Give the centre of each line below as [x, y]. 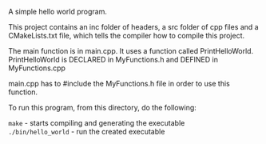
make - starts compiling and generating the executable [97, 123]
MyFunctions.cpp [37, 68]
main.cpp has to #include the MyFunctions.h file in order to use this [119, 84]
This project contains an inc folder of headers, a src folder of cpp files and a [133, 27]
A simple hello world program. [58, 12]
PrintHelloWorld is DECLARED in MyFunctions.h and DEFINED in [113, 60]
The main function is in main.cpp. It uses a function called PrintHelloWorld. [131, 51]
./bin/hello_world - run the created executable [87, 132]
